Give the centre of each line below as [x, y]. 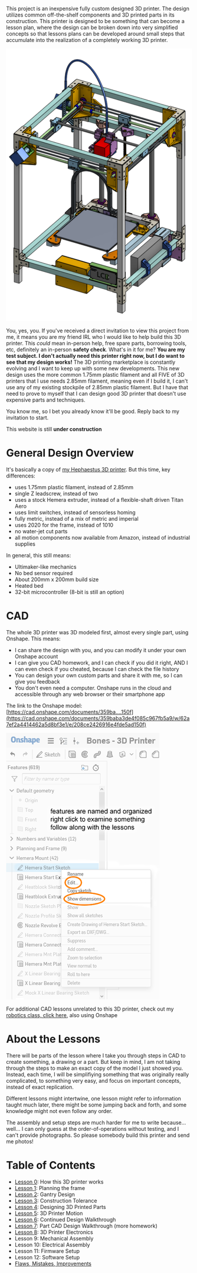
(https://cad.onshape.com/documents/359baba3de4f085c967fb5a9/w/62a [98, 718]
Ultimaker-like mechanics [45, 567]
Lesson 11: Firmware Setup [47, 1251]
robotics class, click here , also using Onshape [62, 1015]
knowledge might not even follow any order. [60, 1111]
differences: [21, 476]
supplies [25, 544]
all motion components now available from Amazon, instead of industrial [102, 537]
